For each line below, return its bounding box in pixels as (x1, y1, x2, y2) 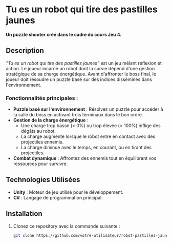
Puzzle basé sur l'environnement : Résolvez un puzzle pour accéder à (13, 106, 163, 112)
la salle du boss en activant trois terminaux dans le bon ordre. (13, 112, 143, 118)
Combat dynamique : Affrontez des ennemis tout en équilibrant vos (13, 155, 157, 161)
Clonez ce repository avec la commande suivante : (13, 223, 120, 229)
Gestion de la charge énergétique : (13, 117, 89, 124)
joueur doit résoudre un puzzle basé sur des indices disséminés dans (6, 76, 153, 83)
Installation (6, 209, 42, 218)
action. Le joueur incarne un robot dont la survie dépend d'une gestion (6, 65, 155, 71)
